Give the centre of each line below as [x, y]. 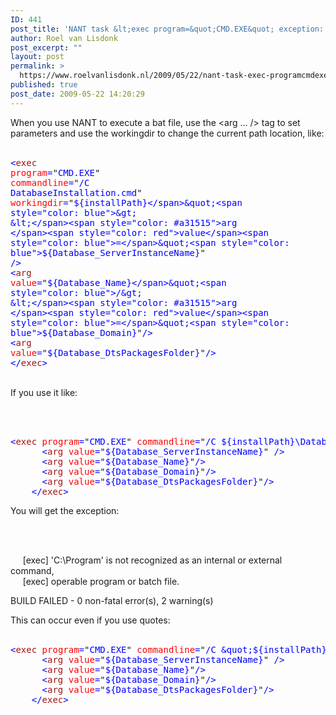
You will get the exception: [65, 510]
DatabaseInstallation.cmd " [76, 192]
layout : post [37, 57]
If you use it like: [44, 392]
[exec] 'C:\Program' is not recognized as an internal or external [152, 560]
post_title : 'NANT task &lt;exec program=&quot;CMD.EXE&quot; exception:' [169, 29]
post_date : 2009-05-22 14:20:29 [77, 94]
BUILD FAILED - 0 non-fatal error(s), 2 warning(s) [112, 600]
